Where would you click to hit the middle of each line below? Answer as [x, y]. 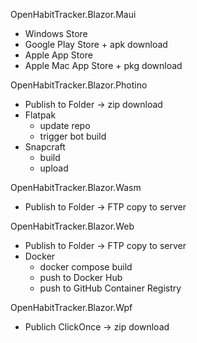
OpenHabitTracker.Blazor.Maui [73, 14]
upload [54, 168]
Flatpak [40, 115]
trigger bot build [73, 136]
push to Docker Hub [81, 277]
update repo [65, 125]
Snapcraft [45, 147]
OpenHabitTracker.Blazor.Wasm [76, 187]
